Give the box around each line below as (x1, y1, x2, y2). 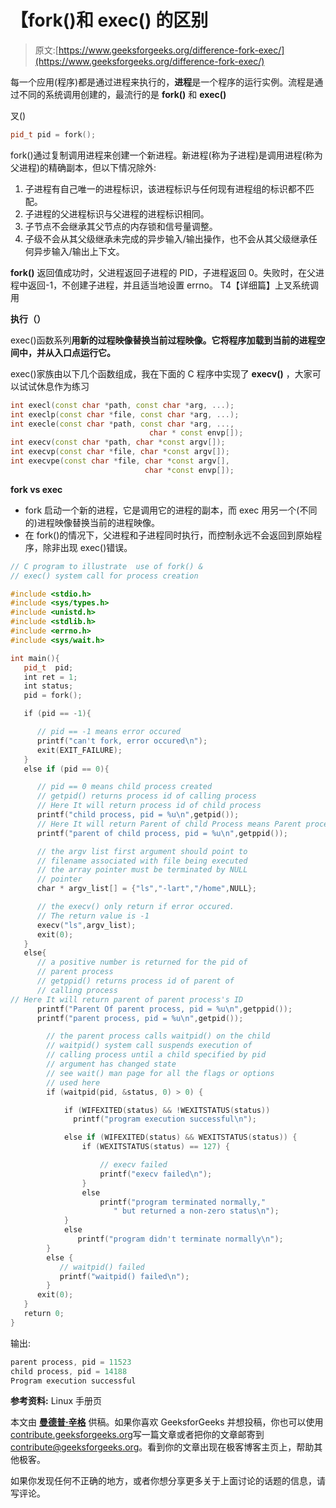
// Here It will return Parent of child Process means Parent (36, 819, 302, 829)
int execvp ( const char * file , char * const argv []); (10, 447, 230, 457)
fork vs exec (10, 483, 63, 495)
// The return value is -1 (36, 911, 150, 921)
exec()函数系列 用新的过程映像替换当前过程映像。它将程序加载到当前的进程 (10, 334, 317, 346)
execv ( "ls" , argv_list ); (36, 920, 137, 930)
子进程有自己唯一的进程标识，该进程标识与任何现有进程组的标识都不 (24, 182, 306, 195)
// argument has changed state (46, 1059, 177, 1070)
